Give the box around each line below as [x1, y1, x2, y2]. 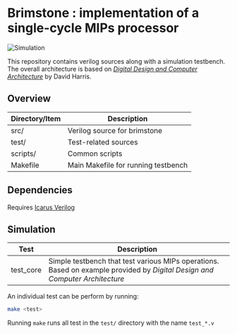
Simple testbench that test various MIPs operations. [48, 256, 219, 266]
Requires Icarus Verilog [7, 203, 75, 212]
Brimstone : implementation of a [7, 5, 200, 21]
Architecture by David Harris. [7, 72, 92, 81]
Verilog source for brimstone [67, 125, 163, 135]
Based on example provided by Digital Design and [48, 265, 214, 275]
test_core [11, 265, 42, 275]
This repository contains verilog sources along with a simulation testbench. [7, 57, 226, 65]
